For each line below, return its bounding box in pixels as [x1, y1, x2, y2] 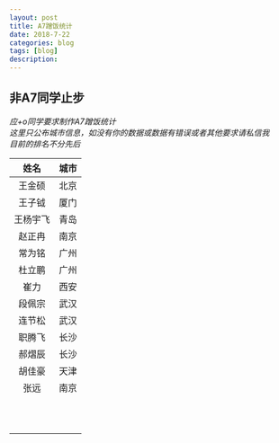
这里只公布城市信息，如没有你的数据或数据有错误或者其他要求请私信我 [9, 127, 270, 137]
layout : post [9, 13, 58, 22]
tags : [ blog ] [9, 47, 58, 56]
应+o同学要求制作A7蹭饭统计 [9, 116, 117, 127]
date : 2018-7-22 [9, 30, 70, 39]
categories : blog [9, 38, 75, 48]
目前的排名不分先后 [9, 138, 81, 149]
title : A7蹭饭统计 [9, 22, 74, 31]
